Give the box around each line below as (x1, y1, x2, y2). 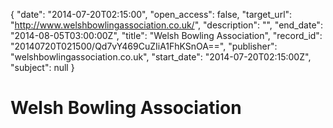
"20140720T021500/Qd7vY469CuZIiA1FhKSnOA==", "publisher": (10, 40, 278, 52)
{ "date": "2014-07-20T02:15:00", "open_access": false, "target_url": (10, 9, 293, 20)
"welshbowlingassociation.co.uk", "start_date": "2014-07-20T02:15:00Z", (10, 51, 312, 63)
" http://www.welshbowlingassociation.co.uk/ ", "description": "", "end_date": (10, 19, 323, 31)
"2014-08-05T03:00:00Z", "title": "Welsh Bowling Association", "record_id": (10, 30, 323, 41)
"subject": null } (10, 62, 75, 73)
